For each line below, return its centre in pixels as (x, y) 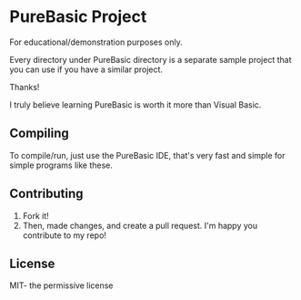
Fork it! (36, 215)
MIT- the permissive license (61, 285)
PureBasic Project (78, 17)
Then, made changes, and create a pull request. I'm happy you (140, 225)
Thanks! (25, 87)
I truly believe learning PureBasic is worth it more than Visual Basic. (135, 104)
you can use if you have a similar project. (86, 69)
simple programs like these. (61, 165)
